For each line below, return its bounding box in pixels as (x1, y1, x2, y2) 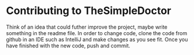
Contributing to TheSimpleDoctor (6, 4, 171, 18)
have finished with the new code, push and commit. (6, 42, 130, 49)
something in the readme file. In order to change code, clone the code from (6, 29, 188, 36)
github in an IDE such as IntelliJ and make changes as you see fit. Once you (6, 36, 188, 43)
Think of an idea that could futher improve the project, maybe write (6, 23, 168, 30)
